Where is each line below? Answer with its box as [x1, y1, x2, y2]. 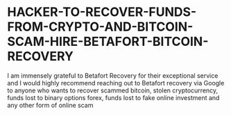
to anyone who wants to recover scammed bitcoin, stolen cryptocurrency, [7, 86, 219, 94]
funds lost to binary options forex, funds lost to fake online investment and [7, 93, 220, 101]
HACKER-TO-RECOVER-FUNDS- [7, 4, 197, 20]
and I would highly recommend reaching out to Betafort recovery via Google [7, 78, 225, 87]
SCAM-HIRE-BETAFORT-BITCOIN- [7, 34, 209, 49]
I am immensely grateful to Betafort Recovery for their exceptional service [7, 71, 219, 80]
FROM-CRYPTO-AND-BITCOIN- [7, 19, 194, 35]
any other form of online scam [7, 101, 94, 109]
